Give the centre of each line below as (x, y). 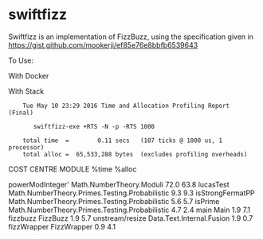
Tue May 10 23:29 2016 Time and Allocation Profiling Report (126, 106)
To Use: (21, 60)
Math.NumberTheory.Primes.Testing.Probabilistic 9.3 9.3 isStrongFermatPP (131, 193)
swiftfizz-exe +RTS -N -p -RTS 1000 (94, 126)
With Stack (26, 91)
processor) (26, 147)
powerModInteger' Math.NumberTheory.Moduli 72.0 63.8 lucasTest (119, 184)
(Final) (21, 113)
